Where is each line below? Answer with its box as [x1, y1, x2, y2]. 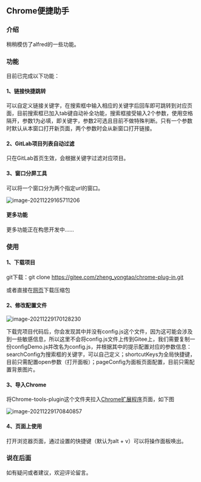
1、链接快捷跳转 [6, 87, 47, 94]
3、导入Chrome [6, 381, 47, 388]
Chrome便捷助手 [6, 5, 70, 16]
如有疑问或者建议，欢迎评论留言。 [6, 469, 92, 476]
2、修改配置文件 [6, 301, 47, 309]
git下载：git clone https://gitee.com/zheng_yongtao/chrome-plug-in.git [6, 273, 184, 281]
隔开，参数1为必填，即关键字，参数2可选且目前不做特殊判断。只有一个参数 [6, 117, 193, 125]
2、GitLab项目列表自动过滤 [6, 139, 75, 147]
